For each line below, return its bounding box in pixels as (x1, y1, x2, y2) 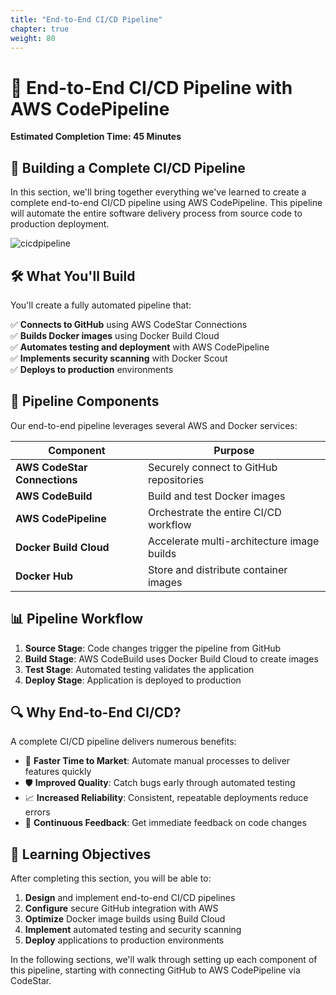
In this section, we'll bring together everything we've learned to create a (10, 186, 307, 198)
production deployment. (10, 218, 110, 230)
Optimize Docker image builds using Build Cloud (24, 913, 226, 925)
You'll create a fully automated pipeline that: (10, 299, 192, 311)
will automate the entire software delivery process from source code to (10, 207, 303, 220)
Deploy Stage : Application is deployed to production (24, 674, 242, 686)
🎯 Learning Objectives (10, 846, 152, 863)
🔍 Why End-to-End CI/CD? (10, 704, 182, 721)
